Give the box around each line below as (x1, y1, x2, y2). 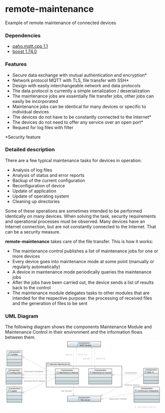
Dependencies (5, 32, 41, 39)
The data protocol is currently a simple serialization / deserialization (12, 88, 150, 94)
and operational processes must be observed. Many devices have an (5, 218, 145, 224)
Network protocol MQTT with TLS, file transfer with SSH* (12, 77, 129, 83)
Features (5, 61, 27, 68)
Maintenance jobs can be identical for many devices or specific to (12, 103, 146, 109)
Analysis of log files (12, 167, 53, 173)
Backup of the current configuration (12, 177, 85, 183)
